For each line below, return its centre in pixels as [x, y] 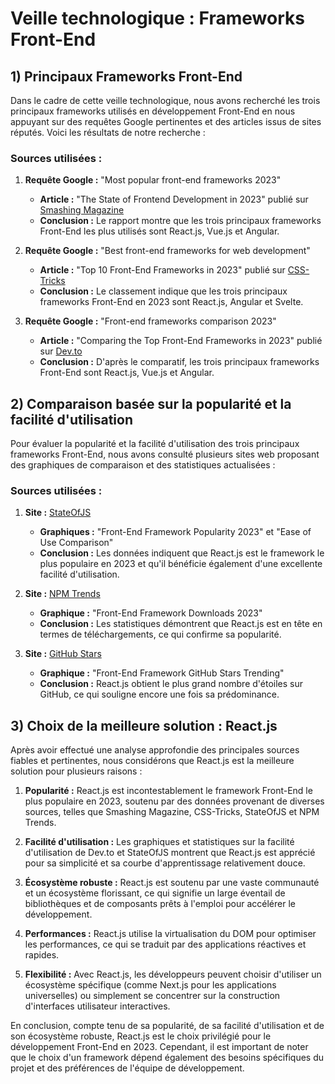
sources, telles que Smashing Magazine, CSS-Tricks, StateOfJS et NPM [172, 812]
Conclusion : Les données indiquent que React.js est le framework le [182, 553]
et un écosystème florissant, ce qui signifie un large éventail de [155, 893]
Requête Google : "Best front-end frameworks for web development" [167, 251]
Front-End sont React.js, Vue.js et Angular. [127, 373]
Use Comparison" [76, 543]
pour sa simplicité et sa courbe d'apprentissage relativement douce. [165, 863]
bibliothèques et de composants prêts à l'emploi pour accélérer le [160, 904]
